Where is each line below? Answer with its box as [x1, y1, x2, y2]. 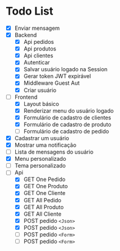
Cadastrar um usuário [14, 134, 69, 141]
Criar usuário [23, 87, 57, 94]
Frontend [14, 93, 38, 101]
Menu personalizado [14, 155, 66, 163]
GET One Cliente [23, 189, 66, 197]
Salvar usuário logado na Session [23, 66, 108, 73]
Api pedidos [23, 38, 54, 46]
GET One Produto [23, 183, 68, 190]
